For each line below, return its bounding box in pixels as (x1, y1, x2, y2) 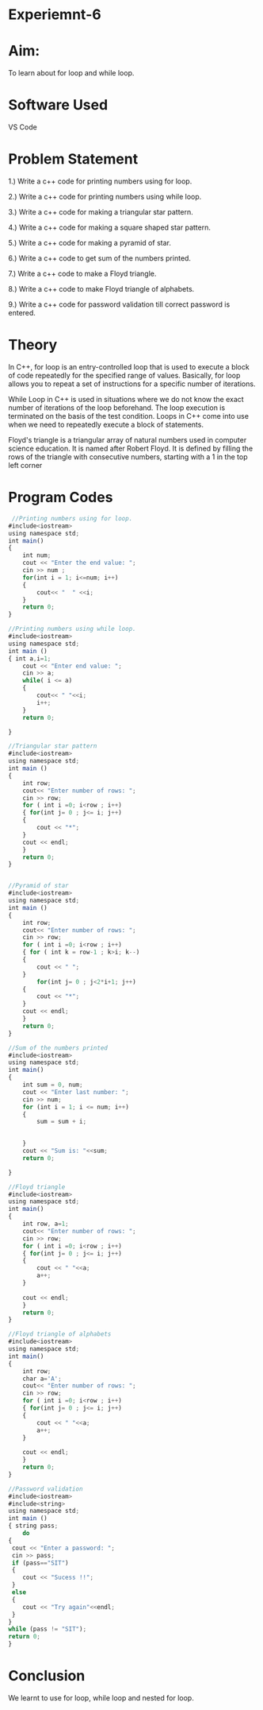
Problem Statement (8, 150, 139, 168)
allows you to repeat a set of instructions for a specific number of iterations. (8, 379, 256, 389)
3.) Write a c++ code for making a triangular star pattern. (8, 207, 194, 216)
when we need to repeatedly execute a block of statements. (8, 420, 204, 429)
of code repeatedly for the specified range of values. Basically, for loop (8, 370, 241, 380)
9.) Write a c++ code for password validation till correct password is (8, 300, 231, 309)
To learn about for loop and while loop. (8, 68, 135, 78)
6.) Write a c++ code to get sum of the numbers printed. (8, 253, 192, 263)
